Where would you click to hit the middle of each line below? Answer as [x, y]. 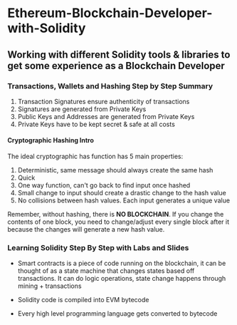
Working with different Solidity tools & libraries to [119, 55]
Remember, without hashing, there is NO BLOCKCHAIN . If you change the [116, 215]
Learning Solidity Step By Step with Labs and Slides [98, 248]
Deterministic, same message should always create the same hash [115, 170]
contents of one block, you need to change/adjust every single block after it [118, 222]
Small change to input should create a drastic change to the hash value [122, 193]
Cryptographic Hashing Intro [51, 140]
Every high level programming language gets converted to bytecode [117, 314]
